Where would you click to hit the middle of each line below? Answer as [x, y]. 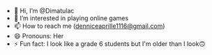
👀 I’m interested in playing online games [71, 18]
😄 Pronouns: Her [39, 36]
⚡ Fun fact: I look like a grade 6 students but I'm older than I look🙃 [109, 44]
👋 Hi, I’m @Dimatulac [44, 11]
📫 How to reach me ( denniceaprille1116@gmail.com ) [89, 26]
